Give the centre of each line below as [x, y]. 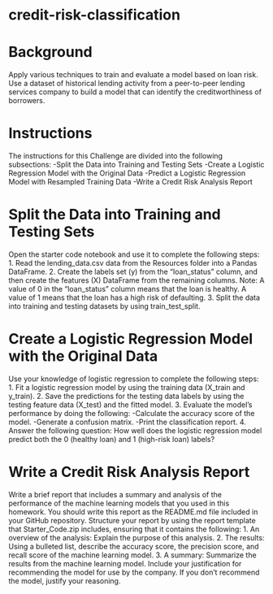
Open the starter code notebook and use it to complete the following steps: [134, 254]
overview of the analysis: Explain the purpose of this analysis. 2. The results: [136, 537]
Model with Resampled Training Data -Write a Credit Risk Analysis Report [131, 182]
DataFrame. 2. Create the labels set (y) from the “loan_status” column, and [133, 271]
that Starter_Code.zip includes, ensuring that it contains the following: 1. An [134, 529]
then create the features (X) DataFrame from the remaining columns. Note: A [136, 280]
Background [50, 52]
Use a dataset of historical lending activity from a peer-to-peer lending [127, 84]
